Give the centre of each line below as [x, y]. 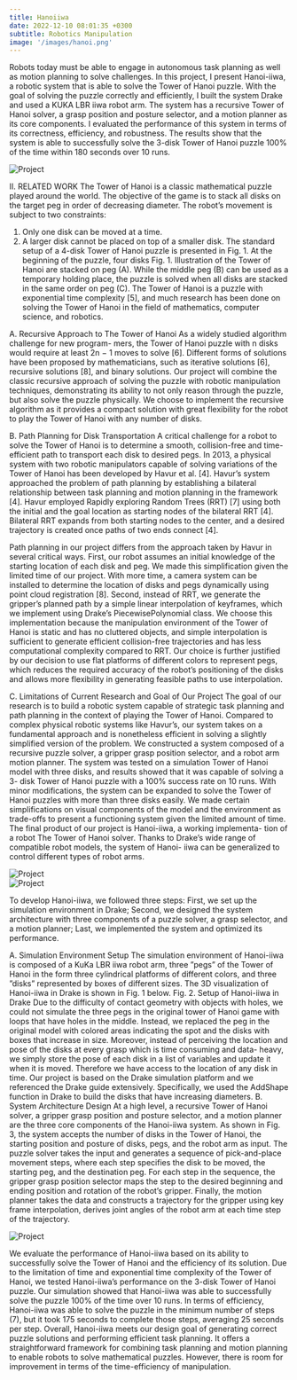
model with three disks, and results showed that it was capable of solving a [146, 772]
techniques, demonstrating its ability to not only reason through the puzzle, [146, 390]
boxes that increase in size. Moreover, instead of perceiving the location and [148, 1040]
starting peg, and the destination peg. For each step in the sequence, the [142, 1172]
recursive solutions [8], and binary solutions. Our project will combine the [143, 372]
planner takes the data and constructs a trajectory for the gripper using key [146, 1200]
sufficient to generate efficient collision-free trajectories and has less [135, 642]
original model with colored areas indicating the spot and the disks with [140, 1031]
